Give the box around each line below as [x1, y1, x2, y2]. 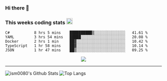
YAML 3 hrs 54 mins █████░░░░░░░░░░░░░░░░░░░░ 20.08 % [5, 35, 148, 40]
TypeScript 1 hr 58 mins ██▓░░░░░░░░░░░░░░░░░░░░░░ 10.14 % [5, 43, 148, 49]
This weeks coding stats [5, 19, 66, 26]
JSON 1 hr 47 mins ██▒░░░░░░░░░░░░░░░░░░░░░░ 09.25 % [5, 48, 148, 53]
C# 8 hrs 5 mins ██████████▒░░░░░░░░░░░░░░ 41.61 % [5, 30, 148, 35]
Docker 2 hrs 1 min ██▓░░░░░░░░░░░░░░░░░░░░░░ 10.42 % [5, 39, 148, 44]
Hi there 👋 [5, 4, 30, 11]
